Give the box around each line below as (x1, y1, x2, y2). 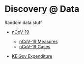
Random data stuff (4, 20, 42, 25)
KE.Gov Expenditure (11, 53, 53, 59)
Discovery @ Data (4, 3, 80, 15)
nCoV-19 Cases (19, 43, 51, 49)
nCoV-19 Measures (19, 38, 58, 44)
